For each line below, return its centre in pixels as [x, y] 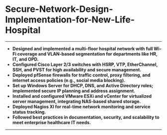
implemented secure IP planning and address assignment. [74, 91]
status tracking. [29, 112]
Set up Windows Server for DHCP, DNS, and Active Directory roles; [83, 85]
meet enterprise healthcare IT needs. [51, 122]
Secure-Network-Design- [59, 9]
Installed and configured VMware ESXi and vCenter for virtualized [82, 96]
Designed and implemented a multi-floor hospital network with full [83, 49]
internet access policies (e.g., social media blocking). [69, 80]
